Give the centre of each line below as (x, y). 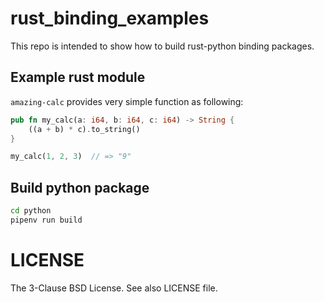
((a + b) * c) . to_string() (84, 129)
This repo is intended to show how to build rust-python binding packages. (162, 46)
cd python (31, 211)
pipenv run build (46, 220)
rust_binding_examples (110, 18)
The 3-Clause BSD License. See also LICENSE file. (114, 288)
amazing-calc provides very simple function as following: (127, 101)
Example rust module (78, 77)
